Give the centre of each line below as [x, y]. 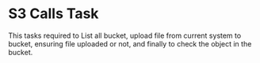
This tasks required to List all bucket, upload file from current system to [125, 35]
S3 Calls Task [54, 14]
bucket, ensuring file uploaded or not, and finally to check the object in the [130, 43]
